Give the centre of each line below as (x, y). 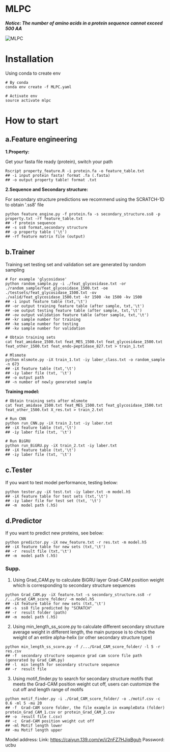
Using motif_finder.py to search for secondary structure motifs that (83, 678)
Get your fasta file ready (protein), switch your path (59, 161)
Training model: (22, 391)
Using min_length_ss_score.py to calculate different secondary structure (88, 626)
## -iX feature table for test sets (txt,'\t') (57, 496)
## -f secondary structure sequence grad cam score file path (74, 655)
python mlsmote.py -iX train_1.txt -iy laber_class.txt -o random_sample (85, 360)
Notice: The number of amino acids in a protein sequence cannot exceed (84, 23)
